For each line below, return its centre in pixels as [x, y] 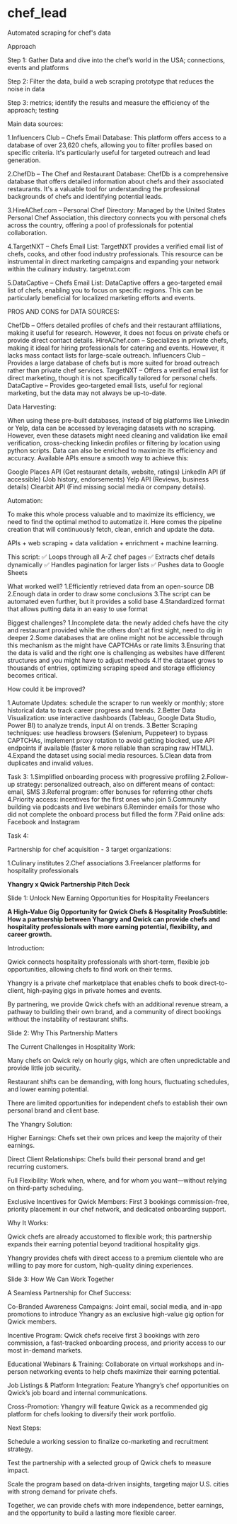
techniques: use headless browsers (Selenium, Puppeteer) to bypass [108, 733]
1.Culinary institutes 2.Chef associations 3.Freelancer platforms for [104, 863]
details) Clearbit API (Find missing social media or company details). [107, 487]
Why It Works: [28, 1222]
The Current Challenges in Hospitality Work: [71, 1047]
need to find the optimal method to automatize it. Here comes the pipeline [115, 521]
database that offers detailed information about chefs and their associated [116, 181]
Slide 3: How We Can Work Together [61, 1279]
